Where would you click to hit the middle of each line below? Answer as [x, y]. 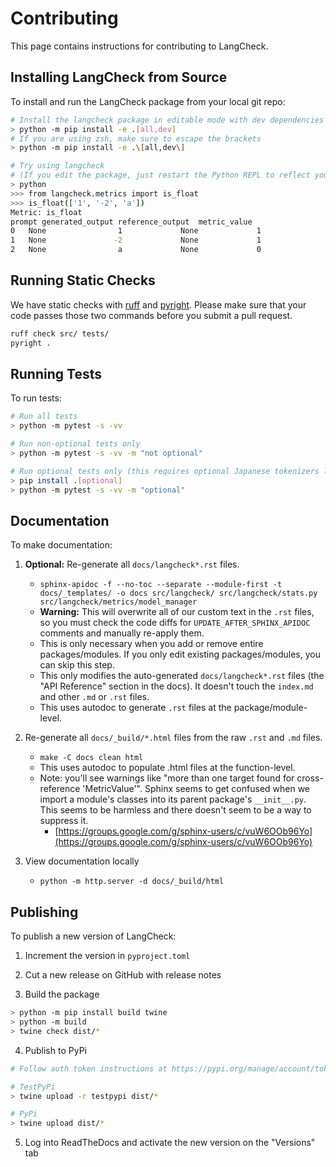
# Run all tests [44, 417]
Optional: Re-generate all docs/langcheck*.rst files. [132, 564]
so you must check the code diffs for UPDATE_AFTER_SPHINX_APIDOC [175, 623]
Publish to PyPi [55, 1050]
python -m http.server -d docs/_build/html [132, 882]
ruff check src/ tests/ [60, 333]
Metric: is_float [46, 212]
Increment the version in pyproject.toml [107, 956]
